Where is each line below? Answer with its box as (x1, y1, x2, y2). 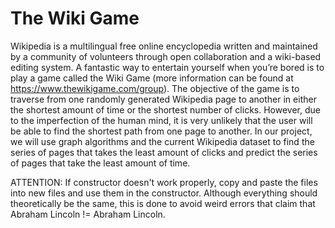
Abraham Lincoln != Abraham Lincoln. (10, 208, 166, 220)
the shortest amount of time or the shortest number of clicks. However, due (10, 103, 321, 116)
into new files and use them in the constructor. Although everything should (10, 187, 318, 199)
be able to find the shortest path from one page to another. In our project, (10, 125, 313, 137)
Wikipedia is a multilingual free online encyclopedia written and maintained (10, 40, 318, 52)
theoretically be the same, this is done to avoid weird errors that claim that (10, 197, 316, 209)
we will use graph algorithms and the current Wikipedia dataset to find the (10, 135, 315, 147)
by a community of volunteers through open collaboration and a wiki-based (10, 50, 322, 62)
